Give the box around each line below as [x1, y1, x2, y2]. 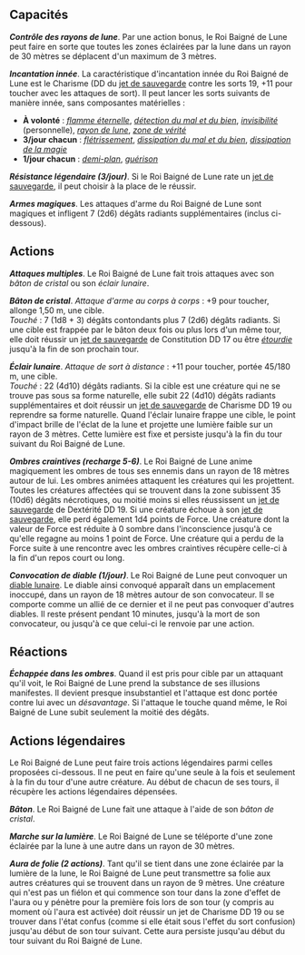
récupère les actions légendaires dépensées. [9, 786, 178, 797]
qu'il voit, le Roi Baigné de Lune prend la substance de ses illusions [9, 678, 261, 689]
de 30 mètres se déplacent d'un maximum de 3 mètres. [9, 50, 217, 62]
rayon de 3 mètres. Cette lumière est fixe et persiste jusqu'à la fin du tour [9, 428, 283, 439]
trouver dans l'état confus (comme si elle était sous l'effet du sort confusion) [9, 916, 296, 927]
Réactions [9, 645, 68, 660]
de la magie [22, 143, 68, 154]
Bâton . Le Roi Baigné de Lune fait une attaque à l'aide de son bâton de [9, 803, 274, 815]
